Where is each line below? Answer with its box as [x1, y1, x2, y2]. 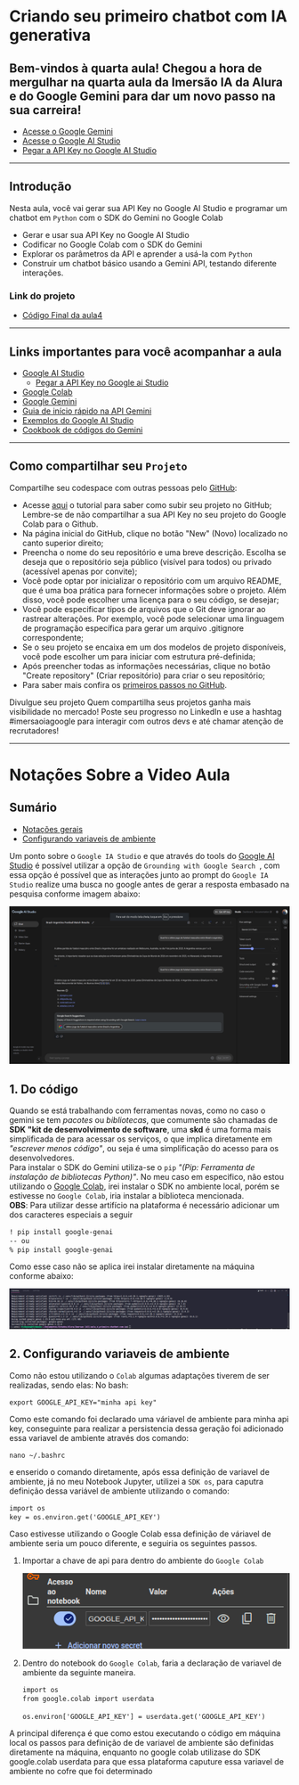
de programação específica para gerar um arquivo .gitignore [21, 622, 245, 634]
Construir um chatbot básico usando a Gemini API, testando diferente [21, 258, 278, 268]
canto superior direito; [21, 537, 104, 548]
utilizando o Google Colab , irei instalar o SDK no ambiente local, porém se [9, 1181, 280, 1191]
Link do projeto [9, 290, 76, 302]
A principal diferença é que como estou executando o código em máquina [9, 1727, 281, 1739]
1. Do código [9, 1081, 78, 1097]
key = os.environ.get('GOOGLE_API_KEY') [9, 1512, 162, 1521]
